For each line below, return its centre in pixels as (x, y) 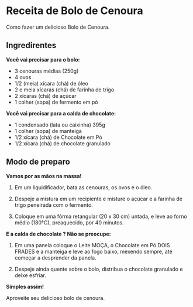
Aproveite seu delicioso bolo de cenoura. (56, 298)
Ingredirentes (31, 45)
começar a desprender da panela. (55, 257)
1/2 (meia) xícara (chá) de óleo (51, 83)
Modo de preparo (38, 162)
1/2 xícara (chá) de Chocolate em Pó (58, 137)
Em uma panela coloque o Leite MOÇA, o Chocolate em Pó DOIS (92, 245)
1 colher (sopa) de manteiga (48, 131)
